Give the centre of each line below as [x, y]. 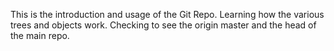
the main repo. [40, 35]
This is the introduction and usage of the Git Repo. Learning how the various [167, 14]
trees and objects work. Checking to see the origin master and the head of [163, 25]
